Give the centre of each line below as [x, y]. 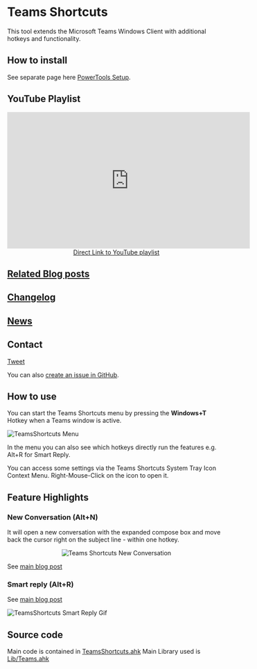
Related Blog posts [48, 273]
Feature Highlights [48, 497]
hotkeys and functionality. [44, 38]
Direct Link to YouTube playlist [116, 252]
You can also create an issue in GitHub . [63, 374]
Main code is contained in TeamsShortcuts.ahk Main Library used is [104, 652]
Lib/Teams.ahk [28, 659]
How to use [32, 396]
